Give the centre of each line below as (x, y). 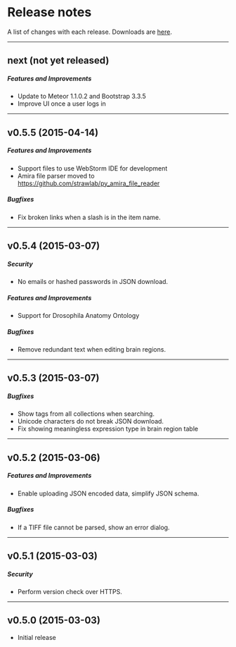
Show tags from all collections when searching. (86, 414)
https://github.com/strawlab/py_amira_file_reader (88, 183)
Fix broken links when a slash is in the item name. (89, 217)
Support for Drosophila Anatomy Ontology (78, 315)
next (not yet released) (58, 61)
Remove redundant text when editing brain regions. (92, 349)
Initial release (37, 637)
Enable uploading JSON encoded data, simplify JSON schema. (108, 493)
